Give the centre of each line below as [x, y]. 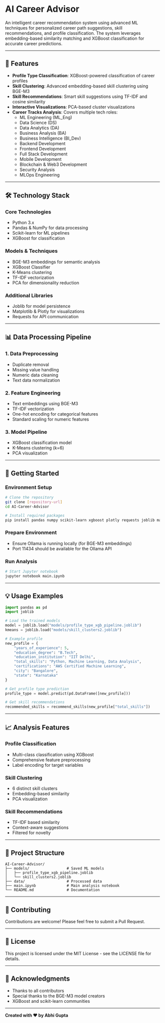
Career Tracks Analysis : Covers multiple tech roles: [65, 112]
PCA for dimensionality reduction [46, 283]
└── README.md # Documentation [52, 890]
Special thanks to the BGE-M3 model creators [58, 996]
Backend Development [42, 143]
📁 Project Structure [35, 853]
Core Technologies [28, 212]
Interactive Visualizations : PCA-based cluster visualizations [73, 107]
